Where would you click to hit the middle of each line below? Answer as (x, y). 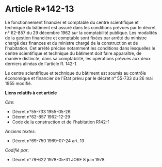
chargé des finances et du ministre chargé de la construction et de (72, 43)
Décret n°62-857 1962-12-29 (41, 117)
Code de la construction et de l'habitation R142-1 (61, 122)
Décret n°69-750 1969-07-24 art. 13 (48, 141)
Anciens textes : (21, 131)
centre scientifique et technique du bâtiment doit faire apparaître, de (73, 53)
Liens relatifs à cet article (31, 93)
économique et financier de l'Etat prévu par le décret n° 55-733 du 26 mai (79, 78)
